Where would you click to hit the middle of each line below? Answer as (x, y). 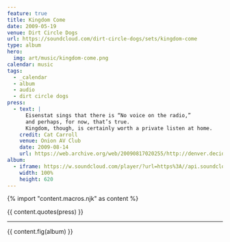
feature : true (27, 13)
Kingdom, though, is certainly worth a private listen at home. (119, 128)
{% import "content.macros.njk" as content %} (73, 199)
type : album (24, 45)
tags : (15, 71)
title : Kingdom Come (37, 20)
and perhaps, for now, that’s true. (77, 122)
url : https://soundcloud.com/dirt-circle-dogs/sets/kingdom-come (102, 39)
